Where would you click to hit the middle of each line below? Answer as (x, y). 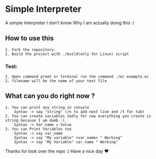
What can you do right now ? (50, 96)
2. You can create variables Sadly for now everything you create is (78, 116)
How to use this (30, 38)
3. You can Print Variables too (38, 129)
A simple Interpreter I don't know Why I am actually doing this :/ (70, 23)
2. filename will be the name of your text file (56, 81)
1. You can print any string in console (47, 107)
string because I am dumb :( (35, 120)
